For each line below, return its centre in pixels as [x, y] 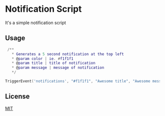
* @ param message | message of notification [58, 68]
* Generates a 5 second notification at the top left [68, 54]
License [17, 97]
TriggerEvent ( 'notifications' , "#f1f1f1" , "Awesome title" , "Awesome [78, 81]
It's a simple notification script [36, 23]
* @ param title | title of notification [54, 63]
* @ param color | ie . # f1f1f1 [42, 58]
